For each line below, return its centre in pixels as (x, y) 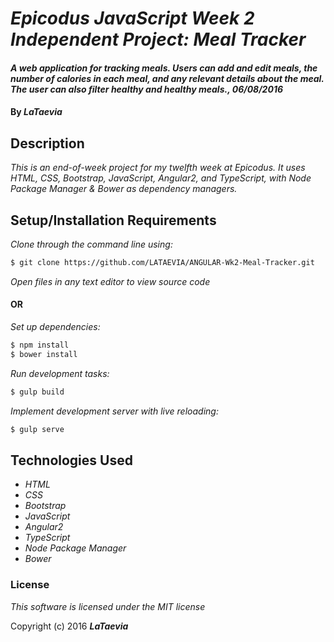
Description (47, 143)
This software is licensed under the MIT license (108, 606)
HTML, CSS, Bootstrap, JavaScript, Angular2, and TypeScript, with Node (161, 178)
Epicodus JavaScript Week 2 (132, 18)
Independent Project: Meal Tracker (158, 39)
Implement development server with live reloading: (114, 411)
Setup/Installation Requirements (113, 220)
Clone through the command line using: (91, 244)
